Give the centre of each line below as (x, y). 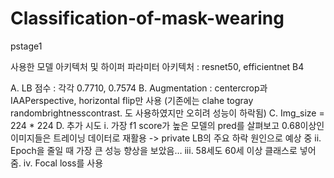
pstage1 (26, 46)
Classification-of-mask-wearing (147, 18)
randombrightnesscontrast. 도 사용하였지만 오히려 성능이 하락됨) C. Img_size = (167, 113)
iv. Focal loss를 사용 (63, 163)
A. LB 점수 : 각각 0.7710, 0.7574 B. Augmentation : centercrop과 (139, 88)
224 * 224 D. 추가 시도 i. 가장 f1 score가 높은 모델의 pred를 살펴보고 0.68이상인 (167, 125)
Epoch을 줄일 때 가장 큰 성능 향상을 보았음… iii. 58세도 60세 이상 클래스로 (154, 150)
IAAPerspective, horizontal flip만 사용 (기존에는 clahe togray (132, 100)
